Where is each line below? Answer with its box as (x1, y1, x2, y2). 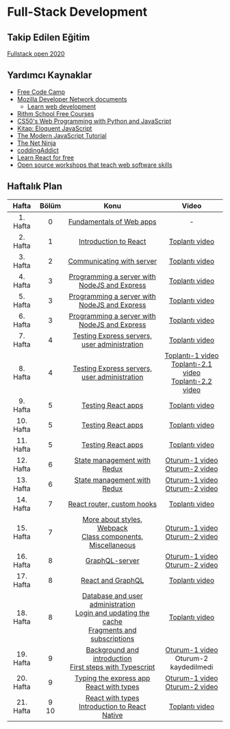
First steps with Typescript (69, 662, 155, 671)
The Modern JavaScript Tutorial (16, 131, 107, 139)
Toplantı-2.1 (170, 359, 212, 369)
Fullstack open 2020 (7, 49, 65, 58)
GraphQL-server (85, 555, 140, 565)
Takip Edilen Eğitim (7, 32, 90, 43)
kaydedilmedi (170, 662, 214, 671)
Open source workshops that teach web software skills (16, 161, 172, 169)
